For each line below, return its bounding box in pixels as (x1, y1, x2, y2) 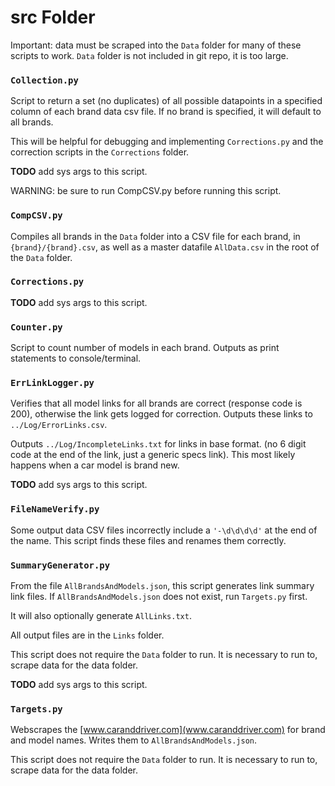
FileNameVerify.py (10, 504, 100, 515)
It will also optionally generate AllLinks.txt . (10, 610, 192, 622)
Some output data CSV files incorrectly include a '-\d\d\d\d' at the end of (10, 524, 318, 536)
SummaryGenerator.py (10, 559, 111, 571)
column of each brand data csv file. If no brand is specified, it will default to (10, 106, 322, 118)
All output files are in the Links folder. (10, 629, 165, 641)
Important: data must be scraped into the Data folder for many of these (10, 39, 302, 51)
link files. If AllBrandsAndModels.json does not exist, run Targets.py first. (10, 591, 308, 603)
